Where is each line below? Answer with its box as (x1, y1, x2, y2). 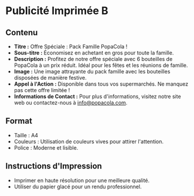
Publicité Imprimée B (5, 4, 108, 18)
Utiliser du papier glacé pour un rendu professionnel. (13, 183, 142, 190)
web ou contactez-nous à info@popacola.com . (13, 99, 128, 106)
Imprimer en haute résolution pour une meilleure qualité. (13, 177, 150, 184)
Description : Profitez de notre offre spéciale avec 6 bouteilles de (13, 56, 173, 62)
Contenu (5, 28, 38, 38)
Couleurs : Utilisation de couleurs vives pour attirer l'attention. (13, 138, 164, 145)
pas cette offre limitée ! (13, 87, 70, 93)
